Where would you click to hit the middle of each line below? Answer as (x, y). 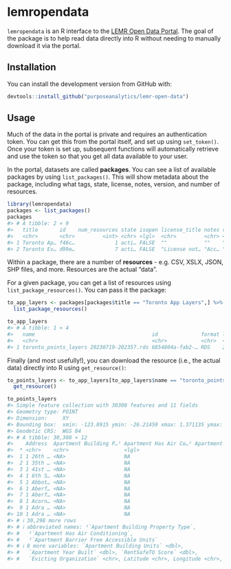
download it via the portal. (44, 45)
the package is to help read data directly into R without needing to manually (114, 38)
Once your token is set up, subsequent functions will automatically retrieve (113, 149)
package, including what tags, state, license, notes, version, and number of (113, 184)
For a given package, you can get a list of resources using (89, 283)
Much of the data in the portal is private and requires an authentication (107, 134)
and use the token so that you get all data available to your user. (98, 156)
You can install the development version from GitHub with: (89, 84)
